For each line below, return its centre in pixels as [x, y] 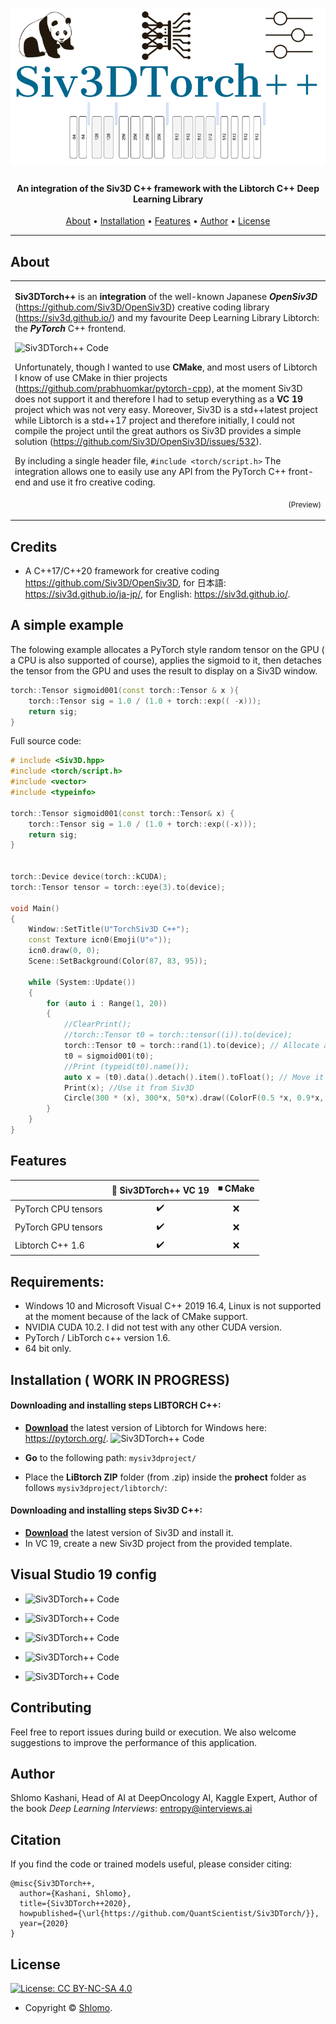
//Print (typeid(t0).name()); [126, 1066]
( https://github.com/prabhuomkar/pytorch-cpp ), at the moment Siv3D [158, 388]
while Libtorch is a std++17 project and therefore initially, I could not [154, 420]
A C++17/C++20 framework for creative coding [122, 571]
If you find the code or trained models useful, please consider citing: [151, 1864]
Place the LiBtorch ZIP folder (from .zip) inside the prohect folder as [165, 1477]
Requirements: [57, 1281]
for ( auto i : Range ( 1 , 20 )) [107, 1003]
